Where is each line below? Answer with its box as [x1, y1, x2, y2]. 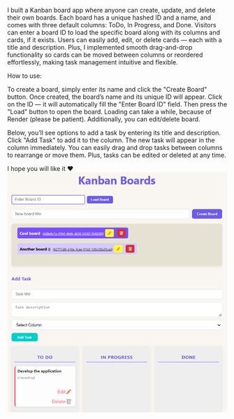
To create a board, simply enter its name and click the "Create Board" [7, 85, 207, 93]
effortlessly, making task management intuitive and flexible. [7, 58, 178, 66]
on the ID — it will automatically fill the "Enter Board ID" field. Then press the [7, 100, 228, 108]
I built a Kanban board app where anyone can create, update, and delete [7, 6, 216, 14]
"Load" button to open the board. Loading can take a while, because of [7, 108, 212, 116]
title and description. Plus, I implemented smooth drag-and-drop [7, 43, 193, 51]
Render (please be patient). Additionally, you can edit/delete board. [7, 115, 200, 123]
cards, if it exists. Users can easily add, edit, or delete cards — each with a [7, 36, 222, 44]
